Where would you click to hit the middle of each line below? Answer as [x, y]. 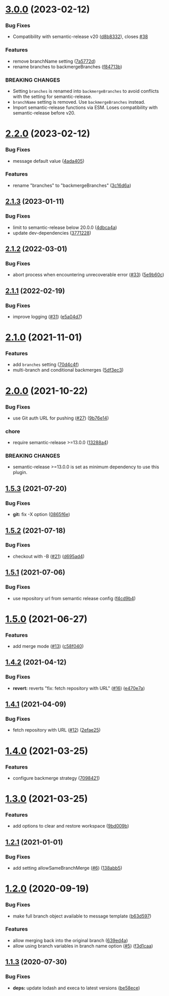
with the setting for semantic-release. [52, 97]
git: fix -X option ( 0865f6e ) [41, 514]
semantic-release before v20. [44, 113]
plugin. [20, 472]
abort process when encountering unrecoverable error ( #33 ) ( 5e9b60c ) [88, 275]
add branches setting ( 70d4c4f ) [46, 365]
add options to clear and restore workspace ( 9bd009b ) [71, 826]
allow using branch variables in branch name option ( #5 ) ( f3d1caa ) [83, 946]
